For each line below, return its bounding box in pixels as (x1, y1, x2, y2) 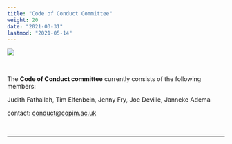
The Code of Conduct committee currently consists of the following (7, 75, 202, 83)
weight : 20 (7, 17, 39, 24)
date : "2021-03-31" (7, 23, 64, 30)
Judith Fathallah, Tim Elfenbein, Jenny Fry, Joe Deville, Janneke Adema (7, 96, 211, 104)
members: (7, 82, 37, 91)
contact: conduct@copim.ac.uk (7, 109, 97, 118)
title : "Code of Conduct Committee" (7, 10, 113, 17)
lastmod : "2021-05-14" (7, 29, 72, 37)
